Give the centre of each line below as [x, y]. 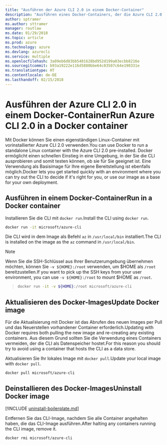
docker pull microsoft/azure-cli [40, 373]
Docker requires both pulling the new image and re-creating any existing [80, 333]
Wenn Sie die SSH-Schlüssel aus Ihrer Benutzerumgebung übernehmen [79, 262]
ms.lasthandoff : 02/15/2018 [34, 80]
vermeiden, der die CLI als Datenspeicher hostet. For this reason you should [83, 343]
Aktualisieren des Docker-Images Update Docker [82, 302]
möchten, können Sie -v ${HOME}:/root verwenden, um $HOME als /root [80, 267]
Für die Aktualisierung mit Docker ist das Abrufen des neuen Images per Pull [84, 322]
